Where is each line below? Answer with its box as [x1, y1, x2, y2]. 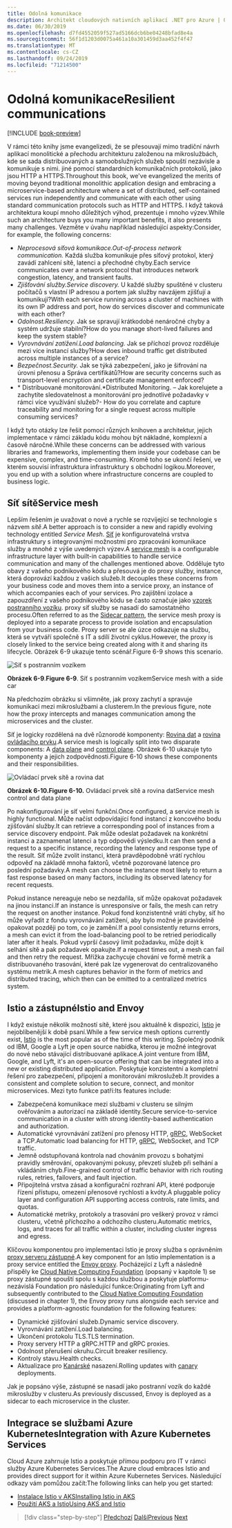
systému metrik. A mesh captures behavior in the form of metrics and [7, 968, 204, 976]
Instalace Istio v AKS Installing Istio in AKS [17, 1493, 136, 1500]
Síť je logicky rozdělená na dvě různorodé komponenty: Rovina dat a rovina [7, 730, 221, 739]
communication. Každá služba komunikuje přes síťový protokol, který [17, 251, 214, 259]
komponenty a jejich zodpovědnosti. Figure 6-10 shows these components [7, 752, 217, 761]
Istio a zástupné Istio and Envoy [7, 1002, 144, 1014]
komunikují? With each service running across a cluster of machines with [17, 295, 224, 303]
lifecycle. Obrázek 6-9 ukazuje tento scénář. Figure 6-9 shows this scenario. [7, 647, 223, 656]
